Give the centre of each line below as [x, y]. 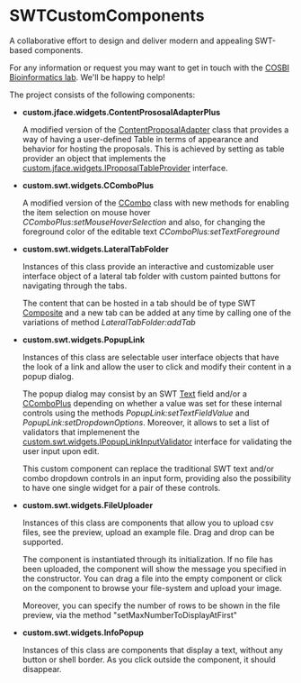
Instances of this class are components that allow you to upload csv [148, 523]
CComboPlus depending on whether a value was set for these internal [152, 403]
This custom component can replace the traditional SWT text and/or [148, 469]
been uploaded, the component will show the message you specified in [154, 569]
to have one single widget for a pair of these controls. [121, 487]
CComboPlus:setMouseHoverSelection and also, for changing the [144, 222]
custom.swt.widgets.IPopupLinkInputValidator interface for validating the [157, 442]
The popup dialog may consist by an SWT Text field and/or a [134, 394]
